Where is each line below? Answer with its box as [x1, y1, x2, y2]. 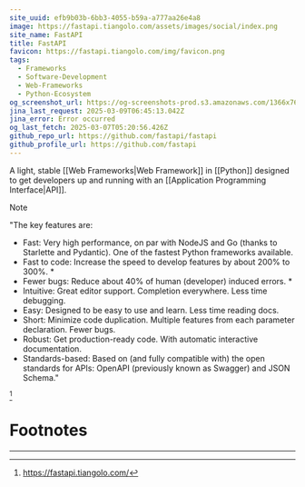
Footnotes [9, 420, 88, 441]
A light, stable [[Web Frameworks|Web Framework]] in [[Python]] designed [9, 164, 290, 175]
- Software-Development [17, 73, 107, 82]
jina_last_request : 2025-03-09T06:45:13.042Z [9, 106, 184, 115]
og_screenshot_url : [9, 97, 84, 107]
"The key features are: [9, 219, 93, 230]
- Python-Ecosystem [17, 89, 92, 98]
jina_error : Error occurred [9, 114, 116, 124]
